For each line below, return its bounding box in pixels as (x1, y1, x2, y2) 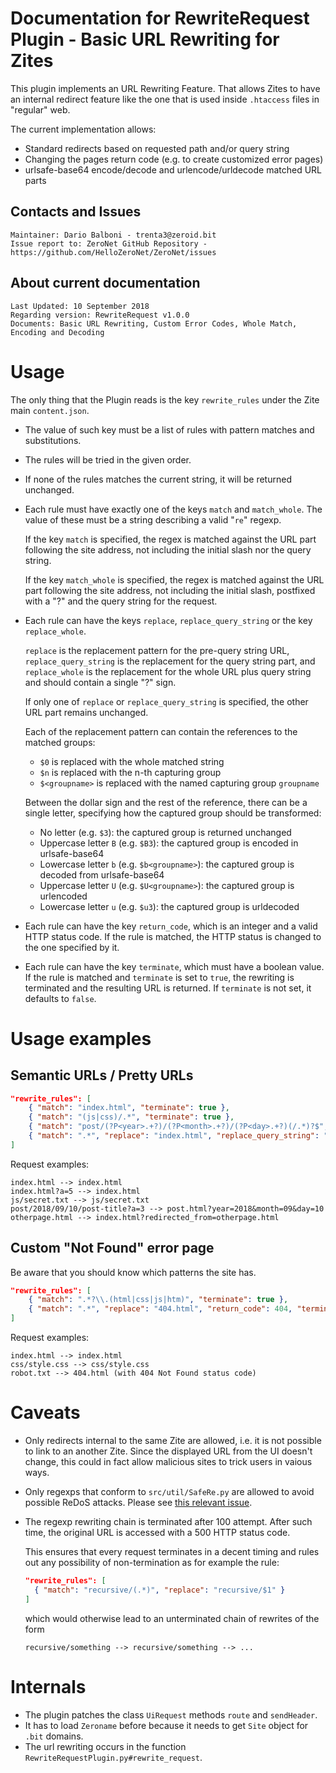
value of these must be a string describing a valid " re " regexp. (24, 513, 282, 526)
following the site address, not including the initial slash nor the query (24, 543, 312, 556)
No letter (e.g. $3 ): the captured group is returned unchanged (39, 826, 292, 838)
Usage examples (10, 1027, 152, 1050)
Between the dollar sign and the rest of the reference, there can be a (24, 796, 308, 808)
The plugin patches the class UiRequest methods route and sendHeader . (24, 1708, 318, 1721)
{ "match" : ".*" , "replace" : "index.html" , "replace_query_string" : (28, 1131, 320, 1141)
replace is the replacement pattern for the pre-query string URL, (24, 644, 290, 656)
